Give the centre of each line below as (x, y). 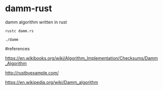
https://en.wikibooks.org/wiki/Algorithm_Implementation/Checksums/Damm (81, 58)
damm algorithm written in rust (36, 22)
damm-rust (29, 9)
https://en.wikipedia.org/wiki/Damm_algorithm (52, 82)
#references (18, 48)
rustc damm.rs (20, 31)
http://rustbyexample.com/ (32, 73)
